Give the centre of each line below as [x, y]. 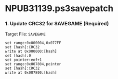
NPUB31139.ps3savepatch [59, 8]
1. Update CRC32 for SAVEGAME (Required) [57, 24]
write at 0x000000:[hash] [31, 51]
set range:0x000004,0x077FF [33, 43]
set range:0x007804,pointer [33, 64]
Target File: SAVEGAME [25, 34]
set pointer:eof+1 [23, 60]
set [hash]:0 [18, 56]
